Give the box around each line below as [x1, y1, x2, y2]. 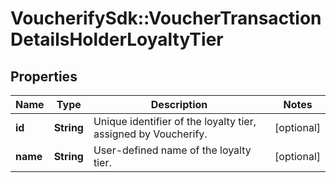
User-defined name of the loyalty [93, 143, 252, 157]
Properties [10, 68, 78, 85]
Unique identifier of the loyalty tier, [93, 115, 257, 128]
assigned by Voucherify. [93, 127, 208, 141]
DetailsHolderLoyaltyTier [10, 28, 224, 51]
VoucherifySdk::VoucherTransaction [10, 7, 322, 30]
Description [150, 98, 208, 111]
